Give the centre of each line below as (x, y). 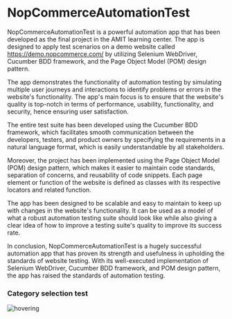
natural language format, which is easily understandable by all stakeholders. (116, 147)
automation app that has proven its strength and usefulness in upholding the (116, 253)
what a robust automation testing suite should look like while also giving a (112, 218)
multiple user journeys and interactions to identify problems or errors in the (114, 89)
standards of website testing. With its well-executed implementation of (108, 260)
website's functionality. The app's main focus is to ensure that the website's (115, 97)
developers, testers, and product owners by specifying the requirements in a (116, 139)
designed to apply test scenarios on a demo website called (91, 46)
